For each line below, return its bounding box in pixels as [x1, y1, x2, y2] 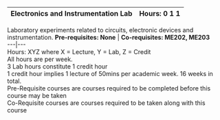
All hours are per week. [7, 55, 74, 63]
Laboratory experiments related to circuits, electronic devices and [7, 26, 194, 34]
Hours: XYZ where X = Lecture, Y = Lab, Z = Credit [7, 48, 151, 56]
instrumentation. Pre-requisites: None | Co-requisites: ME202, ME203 [7, 34, 210, 41]
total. [7, 77, 22, 85]
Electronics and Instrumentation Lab [10, 9, 133, 18]
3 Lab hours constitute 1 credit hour [7, 62, 108, 71]
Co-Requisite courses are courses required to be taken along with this [7, 99, 206, 107]
